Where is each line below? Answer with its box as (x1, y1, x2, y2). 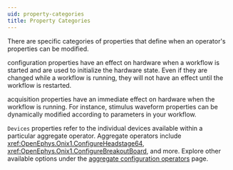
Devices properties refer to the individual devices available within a (7, 124, 203, 132)
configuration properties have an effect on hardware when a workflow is (7, 58, 219, 66)
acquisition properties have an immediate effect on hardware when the (7, 94, 215, 104)
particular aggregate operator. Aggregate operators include (7, 131, 182, 140)
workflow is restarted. (7, 81, 72, 89)
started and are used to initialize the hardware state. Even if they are (7, 66, 208, 74)
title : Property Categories (7, 17, 91, 24)
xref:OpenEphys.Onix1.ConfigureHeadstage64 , (7, 139, 145, 147)
